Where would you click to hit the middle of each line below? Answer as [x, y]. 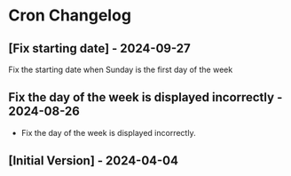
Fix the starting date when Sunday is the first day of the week [121, 69]
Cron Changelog [70, 16]
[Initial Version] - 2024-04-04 [94, 161]
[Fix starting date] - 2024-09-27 [100, 48]
